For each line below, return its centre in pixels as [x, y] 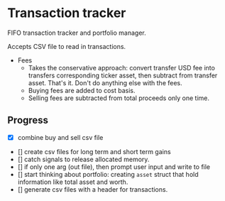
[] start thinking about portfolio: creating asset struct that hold [108, 174]
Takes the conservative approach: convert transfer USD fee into [121, 67]
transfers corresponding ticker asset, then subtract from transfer [123, 75]
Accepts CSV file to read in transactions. [67, 46]
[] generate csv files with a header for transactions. [93, 189]
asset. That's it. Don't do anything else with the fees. [105, 82]
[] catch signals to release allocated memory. [83, 159]
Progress [28, 120]
